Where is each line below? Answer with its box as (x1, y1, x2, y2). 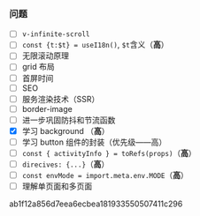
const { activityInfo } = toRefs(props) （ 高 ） (21, 147, 196, 158)
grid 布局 (21, 62, 55, 72)
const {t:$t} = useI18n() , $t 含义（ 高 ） (21, 40, 169, 50)
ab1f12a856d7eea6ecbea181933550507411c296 (9, 198, 183, 209)
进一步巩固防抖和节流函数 (21, 115, 116, 125)
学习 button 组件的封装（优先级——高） (21, 137, 167, 147)
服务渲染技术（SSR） (21, 93, 100, 104)
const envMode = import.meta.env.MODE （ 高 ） (21, 170, 188, 181)
